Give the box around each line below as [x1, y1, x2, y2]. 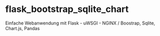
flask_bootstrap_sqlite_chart [5, 3, 129, 15]
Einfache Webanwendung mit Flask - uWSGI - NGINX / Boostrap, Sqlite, [5, 20, 155, 26]
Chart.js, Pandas [5, 25, 40, 31]
